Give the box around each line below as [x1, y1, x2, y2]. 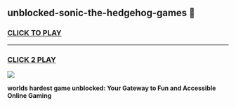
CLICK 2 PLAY [7, 54, 56, 64]
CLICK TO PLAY [7, 28, 62, 38]
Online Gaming [7, 91, 52, 99]
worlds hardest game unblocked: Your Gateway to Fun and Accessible [7, 84, 216, 92]
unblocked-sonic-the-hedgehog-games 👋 [7, 7, 195, 19]
